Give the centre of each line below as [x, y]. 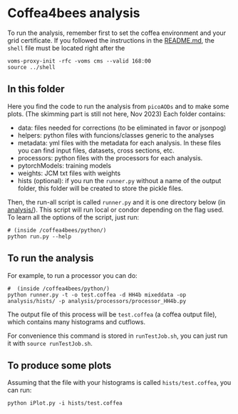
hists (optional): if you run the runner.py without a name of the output [119, 180]
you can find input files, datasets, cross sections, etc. [96, 150]
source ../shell [31, 67]
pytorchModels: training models [64, 165]
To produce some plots [59, 365]
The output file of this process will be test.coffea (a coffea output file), [112, 314]
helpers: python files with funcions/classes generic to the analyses [116, 135]
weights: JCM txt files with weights [69, 173]
